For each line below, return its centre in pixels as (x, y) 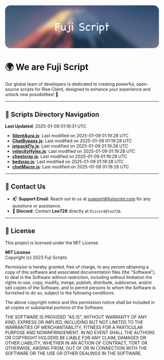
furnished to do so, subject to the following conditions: (60, 293)
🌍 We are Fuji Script (47, 67)
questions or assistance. (37, 206)
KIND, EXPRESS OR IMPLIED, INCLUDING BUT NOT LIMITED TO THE (74, 322)
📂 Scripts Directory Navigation (52, 115)
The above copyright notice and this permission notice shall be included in (80, 302)
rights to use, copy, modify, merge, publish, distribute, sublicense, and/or (79, 282)
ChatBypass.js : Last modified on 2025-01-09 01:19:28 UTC (72, 141)
